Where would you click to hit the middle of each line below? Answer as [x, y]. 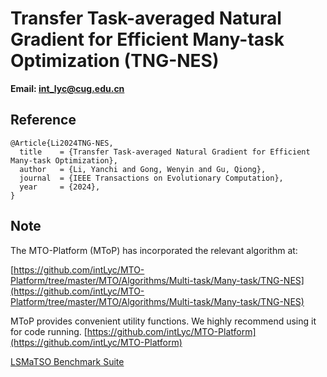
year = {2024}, [60, 187]
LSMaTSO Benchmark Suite [67, 361]
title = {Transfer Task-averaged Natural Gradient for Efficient [165, 152]
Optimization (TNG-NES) [115, 61]
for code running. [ [49, 331]
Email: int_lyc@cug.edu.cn [67, 88]
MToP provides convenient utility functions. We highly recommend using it [163, 321]
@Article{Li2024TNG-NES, [62, 143]
